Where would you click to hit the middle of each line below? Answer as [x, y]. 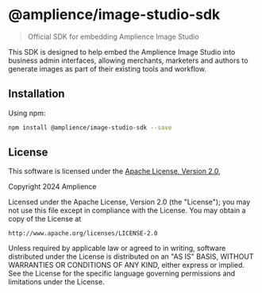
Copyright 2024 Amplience [52, 187]
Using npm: [27, 113]
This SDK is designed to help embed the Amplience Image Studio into [122, 52]
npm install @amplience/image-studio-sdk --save [90, 127]
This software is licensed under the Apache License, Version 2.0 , [114, 172]
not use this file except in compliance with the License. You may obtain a [127, 210]
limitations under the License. [56, 282]
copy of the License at [45, 219]
